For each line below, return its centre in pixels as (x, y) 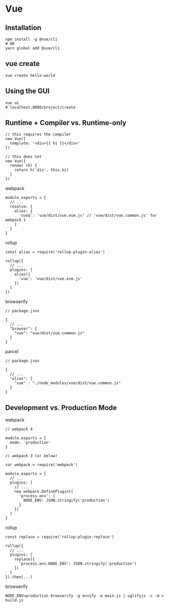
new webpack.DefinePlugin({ (44, 491)
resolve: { (21, 207)
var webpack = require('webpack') (42, 465)
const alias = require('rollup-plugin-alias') (55, 252)
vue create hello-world (30, 75)
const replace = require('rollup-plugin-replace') (60, 537)
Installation (23, 28)
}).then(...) (19, 577)
